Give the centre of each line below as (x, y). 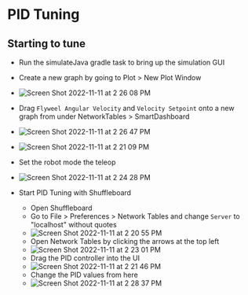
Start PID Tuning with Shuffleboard (75, 193)
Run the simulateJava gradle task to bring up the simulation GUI (122, 62)
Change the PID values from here (84, 275)
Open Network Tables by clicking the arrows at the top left (125, 241)
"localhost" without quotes (73, 225)
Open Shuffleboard (61, 208)
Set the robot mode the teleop (67, 162)
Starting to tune (47, 44)
